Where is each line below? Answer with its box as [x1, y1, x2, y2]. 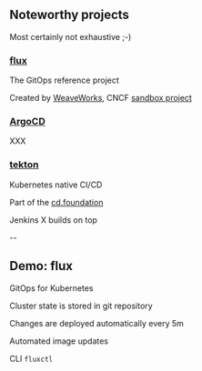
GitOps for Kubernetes [9, 282, 94, 294]
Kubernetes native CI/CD [9, 179, 103, 190]
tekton [9, 158, 39, 171]
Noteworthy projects [9, 7, 130, 23]
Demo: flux [9, 258, 74, 274]
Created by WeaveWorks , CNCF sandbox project [9, 93, 193, 104]
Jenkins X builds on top [9, 214, 98, 226]
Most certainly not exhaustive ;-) [9, 31, 132, 42]
